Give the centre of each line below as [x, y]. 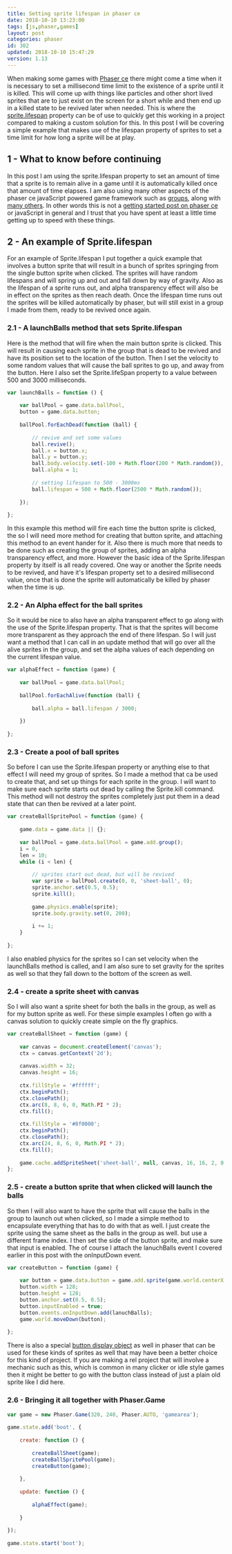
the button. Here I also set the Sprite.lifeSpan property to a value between [112, 372]
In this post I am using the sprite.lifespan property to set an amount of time [113, 176]
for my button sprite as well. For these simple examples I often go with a [109, 1014]
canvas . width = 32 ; [48, 1066]
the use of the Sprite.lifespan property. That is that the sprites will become [113, 627]
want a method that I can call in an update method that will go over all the [112, 643]
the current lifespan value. [45, 657]
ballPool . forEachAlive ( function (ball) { [80, 695]
